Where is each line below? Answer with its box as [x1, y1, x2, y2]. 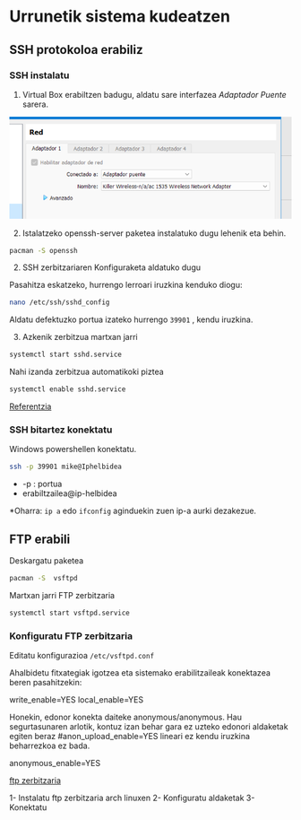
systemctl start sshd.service [9, 350, 123, 360]
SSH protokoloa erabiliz [9, 42, 143, 57]
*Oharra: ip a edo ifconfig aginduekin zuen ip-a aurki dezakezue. [9, 505, 257, 517]
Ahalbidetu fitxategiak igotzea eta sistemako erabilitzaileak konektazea [9, 667, 271, 678]
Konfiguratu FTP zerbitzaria [9, 630, 133, 642]
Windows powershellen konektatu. [9, 444, 137, 455]
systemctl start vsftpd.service [9, 608, 130, 617]
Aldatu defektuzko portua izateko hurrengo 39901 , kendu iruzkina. [9, 314, 254, 325]
